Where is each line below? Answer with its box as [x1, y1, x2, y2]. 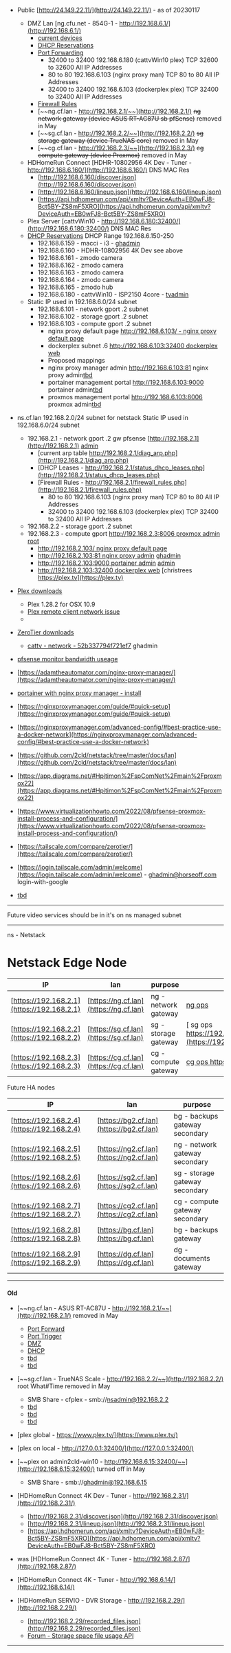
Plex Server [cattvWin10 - [27, 217, 100, 225]
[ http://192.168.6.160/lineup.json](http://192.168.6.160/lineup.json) [37, 188, 222, 196]
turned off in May [96, 1465, 146, 1473]
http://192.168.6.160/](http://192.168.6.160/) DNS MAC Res [27, 166, 190, 174]
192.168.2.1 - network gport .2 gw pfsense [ [27, 434, 150, 442]
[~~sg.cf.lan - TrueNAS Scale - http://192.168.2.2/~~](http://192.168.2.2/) [16, 1375, 224, 1383]
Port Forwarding [37, 48, 84, 57]
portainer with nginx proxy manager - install [16, 689, 142, 697]
